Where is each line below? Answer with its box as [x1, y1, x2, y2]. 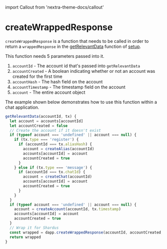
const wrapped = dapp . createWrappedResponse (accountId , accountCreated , [9, 230, 164, 235]
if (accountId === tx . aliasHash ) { [18, 142, 92, 147]
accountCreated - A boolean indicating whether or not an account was [12, 68, 156, 74]
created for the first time [12, 73, 63, 79]
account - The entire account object [12, 89, 85, 95]
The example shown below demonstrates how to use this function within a [5, 99, 158, 105]
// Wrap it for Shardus [9, 225, 59, 230]
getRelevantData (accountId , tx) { [5, 114, 77, 119]
